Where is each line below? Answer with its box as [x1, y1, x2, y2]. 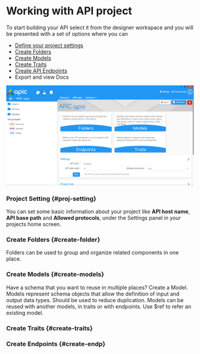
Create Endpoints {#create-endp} [6, 340, 106, 348]
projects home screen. [6, 221, 61, 228]
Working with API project [6, 4, 133, 18]
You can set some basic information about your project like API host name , [6, 207, 190, 215]
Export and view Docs [14, 73, 69, 80]
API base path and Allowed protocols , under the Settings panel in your [6, 214, 182, 221]
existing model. [6, 309, 43, 316]
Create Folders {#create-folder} [6, 235, 101, 244]
